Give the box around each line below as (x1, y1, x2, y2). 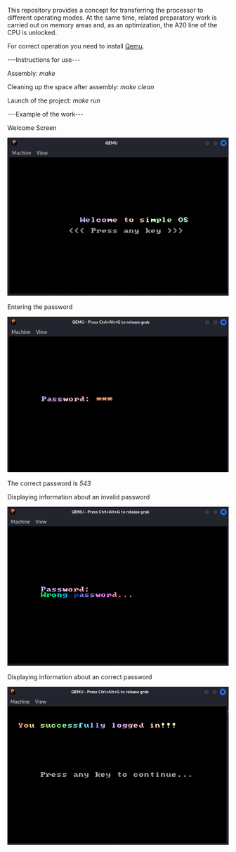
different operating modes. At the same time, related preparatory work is (7, 13, 217, 22)
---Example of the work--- (7, 110, 84, 118)
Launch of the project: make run (7, 96, 100, 105)
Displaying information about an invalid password (7, 493, 150, 502)
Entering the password (7, 302, 73, 311)
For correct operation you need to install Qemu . (7, 42, 145, 50)
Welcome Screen (7, 124, 58, 132)
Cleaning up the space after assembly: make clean (7, 83, 155, 91)
